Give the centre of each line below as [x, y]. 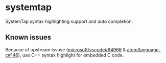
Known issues [28, 37]
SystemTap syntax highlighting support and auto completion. [69, 21]
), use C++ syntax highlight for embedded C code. [71, 55]
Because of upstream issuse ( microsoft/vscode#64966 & [66, 49]
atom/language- [144, 49]
